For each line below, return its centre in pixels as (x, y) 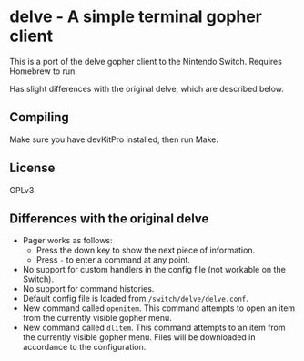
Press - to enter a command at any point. (113, 260)
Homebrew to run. (43, 71)
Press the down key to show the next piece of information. (146, 250)
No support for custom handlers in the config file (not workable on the (154, 270)
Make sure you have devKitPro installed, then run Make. (114, 139)
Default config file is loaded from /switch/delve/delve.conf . (135, 299)
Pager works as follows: (67, 241)
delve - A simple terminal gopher (136, 17)
